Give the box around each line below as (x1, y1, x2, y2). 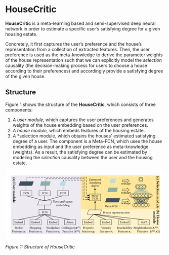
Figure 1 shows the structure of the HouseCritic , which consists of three (5, 101, 156, 107)
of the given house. (5, 73, 46, 79)
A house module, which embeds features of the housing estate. (12, 127, 145, 133)
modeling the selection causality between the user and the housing (12, 154, 153, 160)
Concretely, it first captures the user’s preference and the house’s (5, 41, 142, 47)
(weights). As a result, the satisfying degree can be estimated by (12, 149, 148, 155)
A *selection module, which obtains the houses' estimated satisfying (12, 133, 156, 139)
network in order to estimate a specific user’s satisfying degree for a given (5, 25, 160, 31)
